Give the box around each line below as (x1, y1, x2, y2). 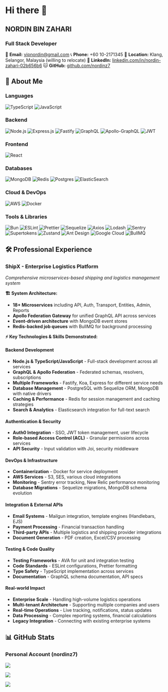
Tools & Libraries (5, 213, 48, 220)
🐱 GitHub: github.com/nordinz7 (43, 62, 110, 68)
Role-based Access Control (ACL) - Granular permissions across (12, 435, 149, 441)
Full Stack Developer (5, 40, 57, 47)
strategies (12, 401, 34, 407)
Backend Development (5, 347, 54, 353)
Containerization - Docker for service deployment (12, 469, 118, 475)
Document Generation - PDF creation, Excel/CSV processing (12, 534, 141, 541)
